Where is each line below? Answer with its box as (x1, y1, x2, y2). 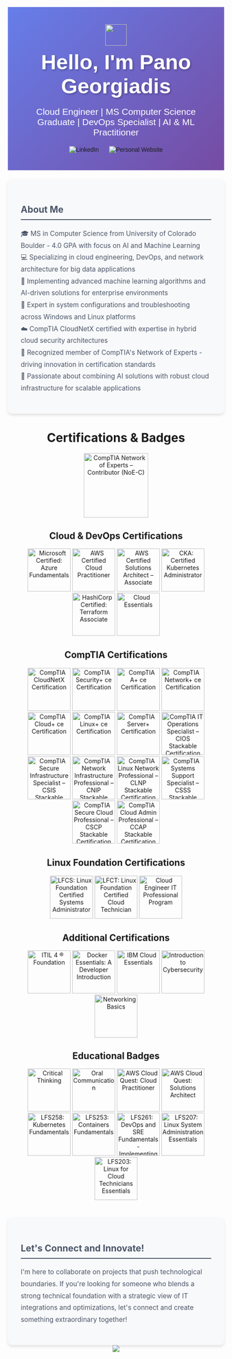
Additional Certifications (62, 932, 170, 944)
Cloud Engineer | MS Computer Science (36, 106, 196, 117)
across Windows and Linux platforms (21, 312, 136, 322)
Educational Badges (72, 1050, 160, 1062)
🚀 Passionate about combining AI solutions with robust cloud (21, 372, 209, 381)
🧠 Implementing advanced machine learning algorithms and (21, 276, 206, 286)
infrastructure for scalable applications (21, 384, 141, 393)
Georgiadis (61, 74, 171, 98)
